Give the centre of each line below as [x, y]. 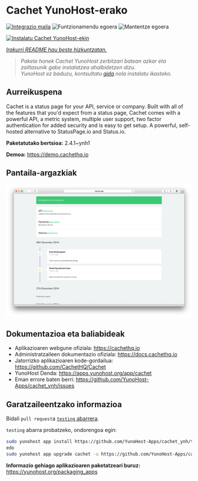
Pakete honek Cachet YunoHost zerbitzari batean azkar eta [93, 61]
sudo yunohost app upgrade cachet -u [52, 454]
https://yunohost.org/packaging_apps [52, 472]
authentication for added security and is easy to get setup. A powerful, [92, 125]
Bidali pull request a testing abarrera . [52, 418]
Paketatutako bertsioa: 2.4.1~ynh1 [48, 143]
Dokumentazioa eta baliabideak [65, 334]
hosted [15, 131]
